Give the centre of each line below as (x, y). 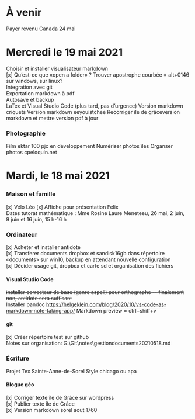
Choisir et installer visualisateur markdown (57, 68)
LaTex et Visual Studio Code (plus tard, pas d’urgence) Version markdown (95, 106)
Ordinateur (22, 234)
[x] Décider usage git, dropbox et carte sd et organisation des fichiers (90, 265)
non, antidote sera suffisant (39, 299)
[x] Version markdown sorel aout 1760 (52, 410)
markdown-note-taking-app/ (41, 311)
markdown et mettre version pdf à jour (52, 118)
